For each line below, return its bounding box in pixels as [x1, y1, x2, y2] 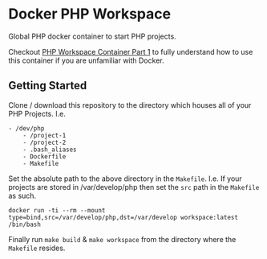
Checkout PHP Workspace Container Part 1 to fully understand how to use [8, 47, 253, 56]
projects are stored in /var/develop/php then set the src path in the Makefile [8, 182, 260, 191]
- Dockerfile [22, 152, 67, 161]
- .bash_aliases [22, 146, 78, 154]
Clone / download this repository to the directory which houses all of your [8, 100, 252, 109]
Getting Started [8, 79, 87, 92]
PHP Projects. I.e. [8, 109, 66, 118]
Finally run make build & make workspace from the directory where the [8, 234, 237, 244]
